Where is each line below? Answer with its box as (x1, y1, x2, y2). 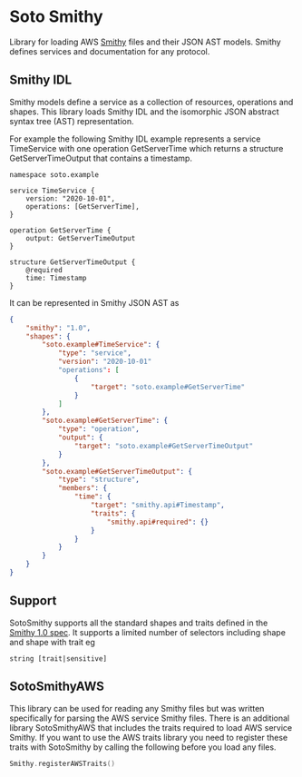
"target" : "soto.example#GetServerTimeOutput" (73, 441, 254, 450)
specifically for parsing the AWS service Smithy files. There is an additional (9, 713, 290, 723)
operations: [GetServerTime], (25, 202, 141, 211)
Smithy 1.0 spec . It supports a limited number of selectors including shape (9, 626, 286, 637)
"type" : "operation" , (57, 425, 141, 434)
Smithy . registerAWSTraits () (9, 759, 116, 768)
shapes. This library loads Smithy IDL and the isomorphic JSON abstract (9, 106, 279, 117)
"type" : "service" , (57, 349, 132, 358)
